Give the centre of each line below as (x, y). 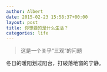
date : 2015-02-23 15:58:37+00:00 (47, 17)
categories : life (27, 33)
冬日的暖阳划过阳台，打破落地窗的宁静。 (55, 63)
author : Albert (25, 11)
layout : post (22, 22)
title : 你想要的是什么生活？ (37, 28)
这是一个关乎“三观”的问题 (51, 51)
